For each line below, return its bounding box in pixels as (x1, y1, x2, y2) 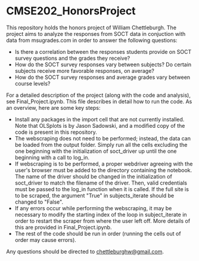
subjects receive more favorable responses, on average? (14, 67, 155, 74)
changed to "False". (14, 198, 64, 205)
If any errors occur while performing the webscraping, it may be (14, 204, 172, 211)
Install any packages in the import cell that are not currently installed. (14, 115, 185, 123)
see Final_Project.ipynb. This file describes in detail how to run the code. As (6, 97, 192, 105)
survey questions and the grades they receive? (14, 54, 130, 62)
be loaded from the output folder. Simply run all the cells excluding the (14, 141, 188, 148)
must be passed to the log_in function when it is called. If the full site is (14, 185, 189, 192)
